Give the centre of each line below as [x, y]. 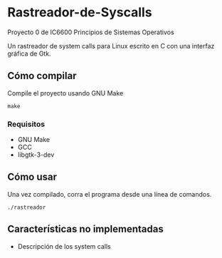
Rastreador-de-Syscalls [80, 12]
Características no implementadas [85, 229]
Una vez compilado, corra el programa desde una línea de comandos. [110, 194]
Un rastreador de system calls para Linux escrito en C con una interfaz [111, 46]
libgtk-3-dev [36, 155]
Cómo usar [32, 177]
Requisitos [26, 124]
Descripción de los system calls [64, 246]
